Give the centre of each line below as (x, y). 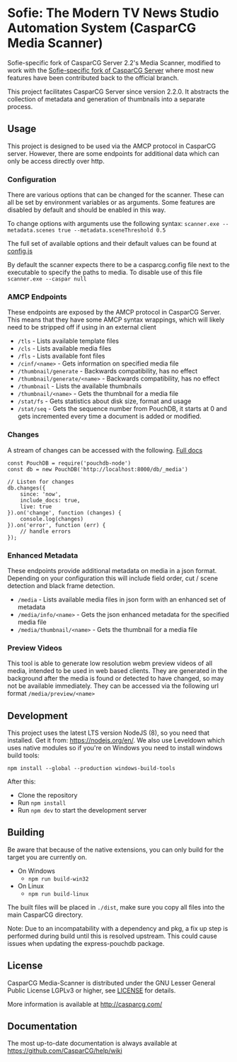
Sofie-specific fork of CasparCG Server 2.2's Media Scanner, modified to (114, 62)
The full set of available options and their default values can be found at (112, 244)
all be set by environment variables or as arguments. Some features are (111, 203)
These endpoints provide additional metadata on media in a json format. (112, 570)
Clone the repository (47, 796)
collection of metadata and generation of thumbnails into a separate (106, 99)
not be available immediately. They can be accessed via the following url (113, 686)
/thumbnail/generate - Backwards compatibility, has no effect (108, 371)
